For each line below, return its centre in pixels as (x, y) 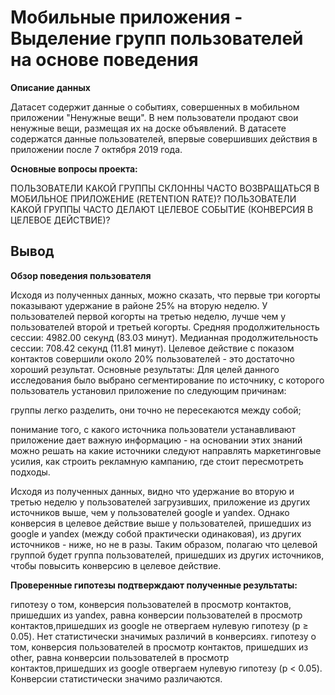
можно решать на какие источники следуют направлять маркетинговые (166, 450)
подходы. (30, 472)
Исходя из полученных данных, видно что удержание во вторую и (152, 491)
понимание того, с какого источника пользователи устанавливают (153, 429)
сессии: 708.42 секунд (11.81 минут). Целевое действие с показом (152, 348)
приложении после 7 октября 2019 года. (96, 149)
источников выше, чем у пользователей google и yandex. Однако (150, 512)
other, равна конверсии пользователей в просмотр (120, 657)
